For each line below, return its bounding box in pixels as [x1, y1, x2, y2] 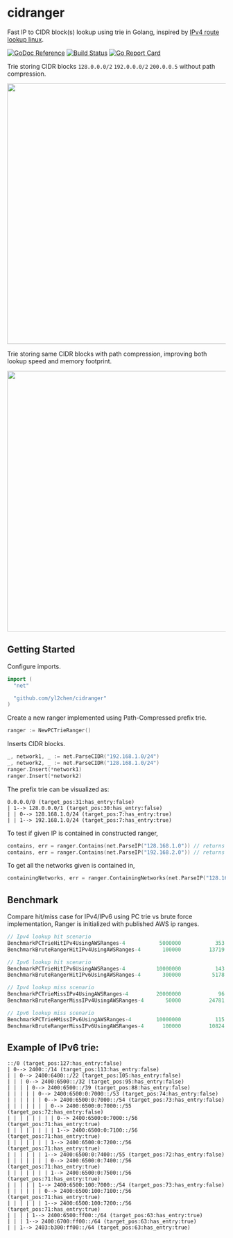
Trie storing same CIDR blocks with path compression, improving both [7, 349, 207, 358]
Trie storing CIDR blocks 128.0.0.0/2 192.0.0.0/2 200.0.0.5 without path [7, 62, 216, 70]
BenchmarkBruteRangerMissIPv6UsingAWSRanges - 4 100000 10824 [7, 1023, 225, 1030]
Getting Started [7, 644, 76, 656]
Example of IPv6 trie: [7, 1041, 99, 1053]
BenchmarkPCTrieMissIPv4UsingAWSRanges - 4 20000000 [7, 991, 182, 998]
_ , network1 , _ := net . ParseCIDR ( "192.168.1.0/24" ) [7, 753, 159, 760]
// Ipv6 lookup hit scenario [7, 959, 92, 966]
